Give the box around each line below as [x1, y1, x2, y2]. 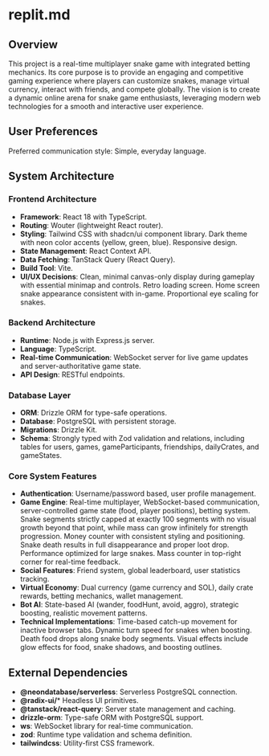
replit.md [8, 6, 71, 24]
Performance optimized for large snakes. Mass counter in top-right [19, 549, 242, 558]
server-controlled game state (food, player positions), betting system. [19, 506, 251, 516]
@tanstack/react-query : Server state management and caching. [19, 705, 236, 714]
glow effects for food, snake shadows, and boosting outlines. [19, 643, 222, 652]
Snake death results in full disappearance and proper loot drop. [19, 540, 230, 550]
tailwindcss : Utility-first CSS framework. [19, 738, 155, 748]
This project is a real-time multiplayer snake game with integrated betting [8, 59, 251, 68]
